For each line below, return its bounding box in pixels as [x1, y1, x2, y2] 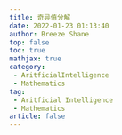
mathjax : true [9, 54, 62, 63]
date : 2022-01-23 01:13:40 [9, 21, 110, 30]
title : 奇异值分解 [9, 12, 71, 22]
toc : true [9, 46, 46, 55]
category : [9, 63, 46, 72]
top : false [9, 37, 50, 47]
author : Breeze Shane [9, 29, 90, 38]
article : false [9, 112, 66, 121]
